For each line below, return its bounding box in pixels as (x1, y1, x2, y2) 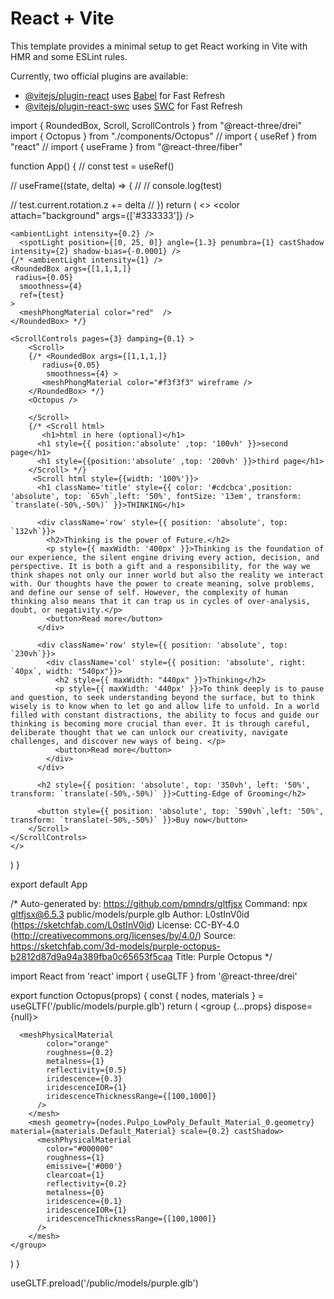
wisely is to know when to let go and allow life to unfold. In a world (10, 701, 320, 711)
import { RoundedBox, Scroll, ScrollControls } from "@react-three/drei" (10, 119, 303, 131)
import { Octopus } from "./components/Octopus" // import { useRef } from (10, 130, 318, 142)
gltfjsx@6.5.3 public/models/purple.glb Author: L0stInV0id (10, 908, 250, 920)
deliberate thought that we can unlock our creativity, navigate (10, 727, 288, 737)
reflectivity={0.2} (46, 1178, 128, 1189)
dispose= (273, 1000, 313, 1012)
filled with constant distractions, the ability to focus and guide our (10, 710, 320, 720)
